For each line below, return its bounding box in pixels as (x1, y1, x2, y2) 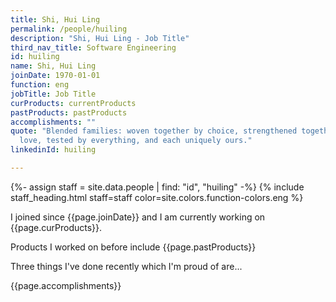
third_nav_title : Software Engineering (10, 42, 177, 53)
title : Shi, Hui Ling (10, 14, 101, 25)
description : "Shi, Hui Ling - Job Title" (10, 33, 190, 43)
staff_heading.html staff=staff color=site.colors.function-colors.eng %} (10, 191, 304, 203)
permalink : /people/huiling (10, 24, 128, 34)
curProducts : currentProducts (10, 98, 137, 108)
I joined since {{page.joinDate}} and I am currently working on (10, 211, 266, 223)
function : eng (10, 80, 70, 90)
